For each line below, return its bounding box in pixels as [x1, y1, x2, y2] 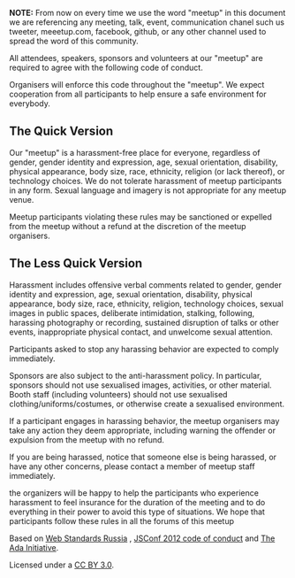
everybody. [9, 98, 50, 109]
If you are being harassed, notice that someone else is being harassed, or [9, 451, 276, 462]
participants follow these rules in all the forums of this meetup [9, 515, 235, 526]
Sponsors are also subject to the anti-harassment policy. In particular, [9, 370, 262, 381]
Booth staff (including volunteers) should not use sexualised [9, 389, 228, 399]
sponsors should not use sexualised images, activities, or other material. [9, 380, 272, 390]
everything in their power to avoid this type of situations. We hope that [9, 506, 265, 517]
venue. [9, 194, 34, 204]
